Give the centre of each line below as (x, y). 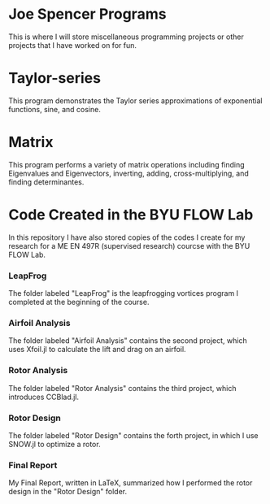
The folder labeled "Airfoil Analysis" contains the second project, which (128, 341)
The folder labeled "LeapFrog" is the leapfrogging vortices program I (123, 293)
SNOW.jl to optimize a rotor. (54, 444)
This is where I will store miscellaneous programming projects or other (126, 37)
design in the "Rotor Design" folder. (68, 492)
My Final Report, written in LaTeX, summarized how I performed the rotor (131, 483)
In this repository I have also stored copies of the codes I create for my (127, 237)
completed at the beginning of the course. (79, 302)
